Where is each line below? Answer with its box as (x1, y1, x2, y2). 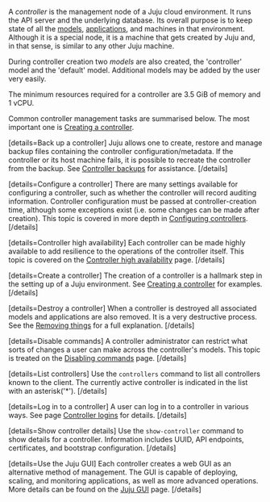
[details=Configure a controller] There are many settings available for (8, 179, 239, 189)
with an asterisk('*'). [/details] (8, 387, 107, 395)
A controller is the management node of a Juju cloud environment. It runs (8, 7, 251, 16)
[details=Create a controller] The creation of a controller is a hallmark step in (8, 270, 263, 280)
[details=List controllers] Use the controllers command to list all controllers (8, 369, 260, 379)
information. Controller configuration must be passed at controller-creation (8, 197, 257, 206)
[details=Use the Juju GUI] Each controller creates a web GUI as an (8, 459, 232, 468)
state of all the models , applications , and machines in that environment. (8, 24, 245, 33)
